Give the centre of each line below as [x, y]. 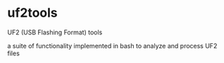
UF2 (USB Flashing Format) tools [55, 32]
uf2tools [32, 13]
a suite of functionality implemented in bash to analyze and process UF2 [112, 45]
